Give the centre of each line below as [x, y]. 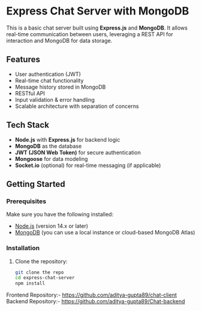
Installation [23, 248]
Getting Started [36, 184]
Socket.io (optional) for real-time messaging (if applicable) [88, 165]
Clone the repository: [41, 261]
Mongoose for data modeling [51, 159]
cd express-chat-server [45, 278]
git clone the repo [39, 272]
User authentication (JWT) [48, 74]
